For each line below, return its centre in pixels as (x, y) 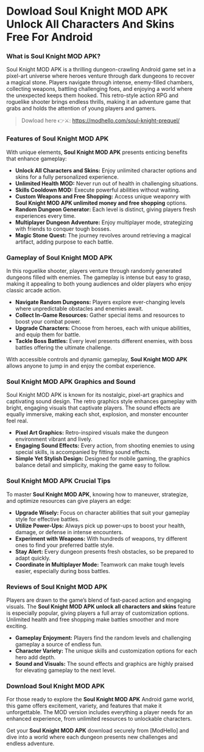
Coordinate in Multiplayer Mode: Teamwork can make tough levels (100, 564)
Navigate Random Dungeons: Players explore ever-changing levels (100, 302)
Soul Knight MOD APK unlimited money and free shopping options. (101, 203)
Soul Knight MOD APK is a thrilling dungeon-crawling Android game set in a (101, 70)
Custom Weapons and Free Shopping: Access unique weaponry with (103, 196)
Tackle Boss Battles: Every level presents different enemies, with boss (104, 341)
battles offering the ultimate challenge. (64, 348)
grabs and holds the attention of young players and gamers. (81, 109)
